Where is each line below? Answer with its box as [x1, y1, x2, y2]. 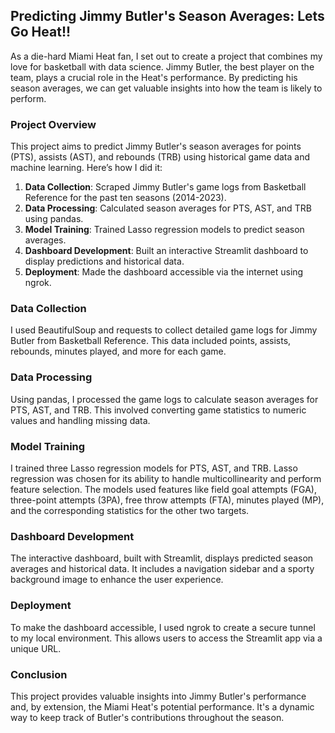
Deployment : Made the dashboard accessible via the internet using [24, 266, 304, 278]
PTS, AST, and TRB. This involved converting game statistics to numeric [10, 404, 307, 416]
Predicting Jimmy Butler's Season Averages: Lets [10, 8, 325, 25]
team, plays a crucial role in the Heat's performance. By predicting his [10, 71, 298, 83]
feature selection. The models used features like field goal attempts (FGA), [10, 484, 317, 495]
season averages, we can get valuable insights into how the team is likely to [10, 82, 323, 94]
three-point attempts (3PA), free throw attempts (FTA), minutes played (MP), [10, 494, 325, 506]
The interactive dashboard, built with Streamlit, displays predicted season [10, 552, 314, 564]
